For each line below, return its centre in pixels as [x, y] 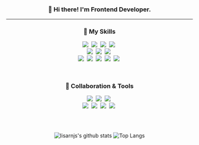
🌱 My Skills [99, 32]
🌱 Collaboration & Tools [99, 86]
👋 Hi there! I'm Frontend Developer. [99, 9]
